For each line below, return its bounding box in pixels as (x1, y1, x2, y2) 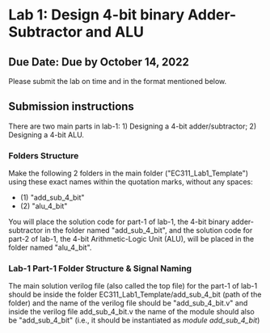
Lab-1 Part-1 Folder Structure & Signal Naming (8, 263, 192, 274)
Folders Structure (8, 150, 79, 161)
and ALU (85, 23, 144, 41)
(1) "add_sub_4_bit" (19, 192, 85, 203)
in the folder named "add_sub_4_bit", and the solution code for (44, 226, 253, 235)
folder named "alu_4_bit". (8, 242, 92, 252)
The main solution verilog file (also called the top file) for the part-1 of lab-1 (8, 281, 258, 291)
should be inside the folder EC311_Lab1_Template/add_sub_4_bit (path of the (8, 289, 262, 300)
